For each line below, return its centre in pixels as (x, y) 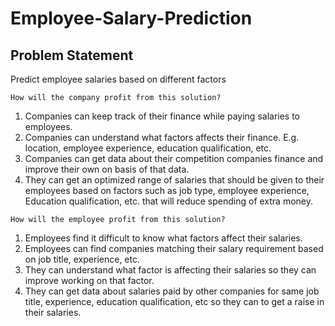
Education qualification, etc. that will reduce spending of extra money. (169, 201)
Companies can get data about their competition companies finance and (174, 158)
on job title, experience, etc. (82, 259)
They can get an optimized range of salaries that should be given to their (174, 180)
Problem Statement (72, 55)
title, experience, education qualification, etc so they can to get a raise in (174, 301)
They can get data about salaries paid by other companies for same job (172, 291)
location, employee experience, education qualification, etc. (148, 148)
